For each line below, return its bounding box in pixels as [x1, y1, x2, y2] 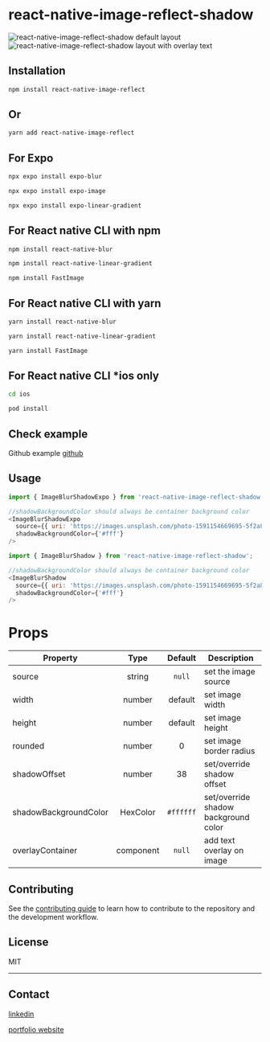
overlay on [203, 845, 244, 856]
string [127, 671, 149, 683]
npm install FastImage [8, 274, 84, 282]
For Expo [8, 151, 54, 165]
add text [203, 835, 235, 846]
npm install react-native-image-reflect [8, 85, 146, 93]
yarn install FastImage [8, 347, 88, 355]
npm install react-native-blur [8, 245, 113, 253]
